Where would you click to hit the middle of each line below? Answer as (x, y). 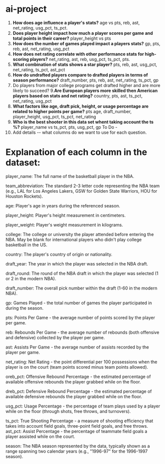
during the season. (25, 308)
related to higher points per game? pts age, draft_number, (72, 111)
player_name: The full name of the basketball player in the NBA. (70, 176)
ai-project (26, 9)
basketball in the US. (27, 245)
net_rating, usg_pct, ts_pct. (40, 28)
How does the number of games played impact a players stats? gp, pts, (86, 43)
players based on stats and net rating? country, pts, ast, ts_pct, (78, 96)
